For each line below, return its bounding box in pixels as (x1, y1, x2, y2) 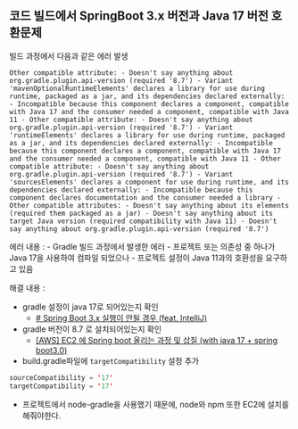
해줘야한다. (21, 409, 62, 421)
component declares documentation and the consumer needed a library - (9, 193, 281, 202)
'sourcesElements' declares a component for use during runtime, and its (9, 177, 290, 186)
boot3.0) (35, 344, 68, 355)
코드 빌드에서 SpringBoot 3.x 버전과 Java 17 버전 (9, 8, 269, 24)
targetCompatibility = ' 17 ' (9, 382, 114, 391)
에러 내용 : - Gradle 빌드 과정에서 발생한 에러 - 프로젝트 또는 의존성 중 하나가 (9, 241, 276, 252)
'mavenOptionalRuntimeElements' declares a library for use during (9, 84, 266, 93)
